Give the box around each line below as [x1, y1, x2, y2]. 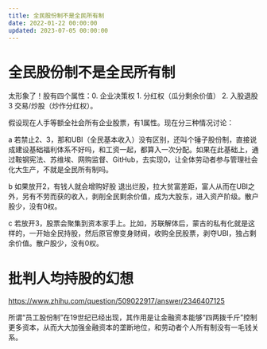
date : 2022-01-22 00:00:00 [8, 19, 98, 27]
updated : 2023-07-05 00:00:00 [8, 26, 109, 34]
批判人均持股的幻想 [8, 269, 134, 288]
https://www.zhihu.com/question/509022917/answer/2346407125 [8, 296, 225, 306]
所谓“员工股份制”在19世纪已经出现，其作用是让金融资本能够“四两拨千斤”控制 [8, 312, 258, 323]
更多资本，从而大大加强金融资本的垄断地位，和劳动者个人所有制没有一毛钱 [8, 323, 252, 332]
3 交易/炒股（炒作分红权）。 [8, 101, 98, 111]
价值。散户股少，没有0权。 [14, 238, 103, 248]
